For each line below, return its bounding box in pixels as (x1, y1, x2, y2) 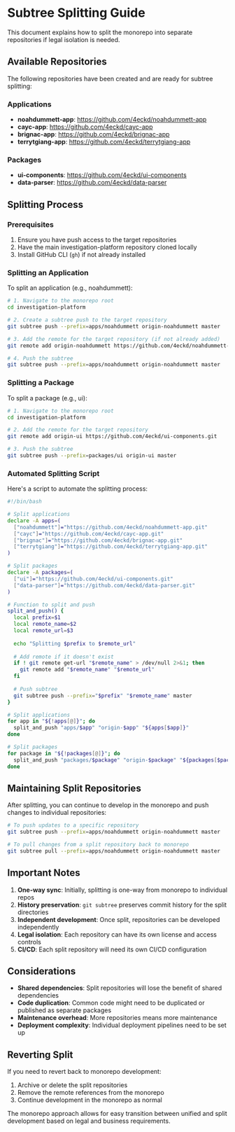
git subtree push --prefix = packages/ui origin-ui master (7, 452, 177, 459)
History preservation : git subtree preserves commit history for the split (17, 900, 227, 909)
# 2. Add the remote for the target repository (7, 426, 149, 433)
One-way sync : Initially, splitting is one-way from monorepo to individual (17, 886, 228, 894)
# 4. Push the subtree (7, 355, 73, 362)
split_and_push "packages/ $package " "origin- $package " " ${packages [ (13, 756, 218, 764)
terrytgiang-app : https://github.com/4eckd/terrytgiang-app (17, 138, 191, 146)
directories (17, 908, 49, 916)
